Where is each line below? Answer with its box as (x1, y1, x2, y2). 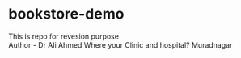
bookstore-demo (8, 5, 125, 23)
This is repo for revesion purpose (8, 31, 120, 41)
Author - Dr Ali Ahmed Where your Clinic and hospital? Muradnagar (8, 39, 233, 49)
